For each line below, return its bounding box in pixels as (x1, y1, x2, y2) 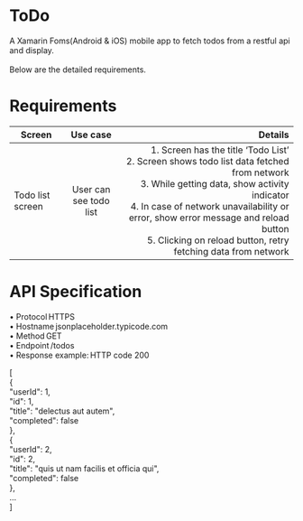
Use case (70, 128, 112, 141)
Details (258, 128, 289, 141)
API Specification (9, 282, 142, 302)
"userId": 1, (9, 386, 51, 397)
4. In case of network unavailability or (130, 200, 289, 212)
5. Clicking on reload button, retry (147, 234, 289, 247)
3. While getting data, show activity (140, 177, 289, 190)
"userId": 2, (9, 443, 52, 454)
